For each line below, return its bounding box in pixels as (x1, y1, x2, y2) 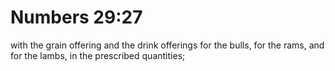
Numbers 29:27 (10, 6, 143, 29)
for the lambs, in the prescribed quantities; (10, 49, 186, 61)
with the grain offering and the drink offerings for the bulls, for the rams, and (10, 39, 325, 51)
